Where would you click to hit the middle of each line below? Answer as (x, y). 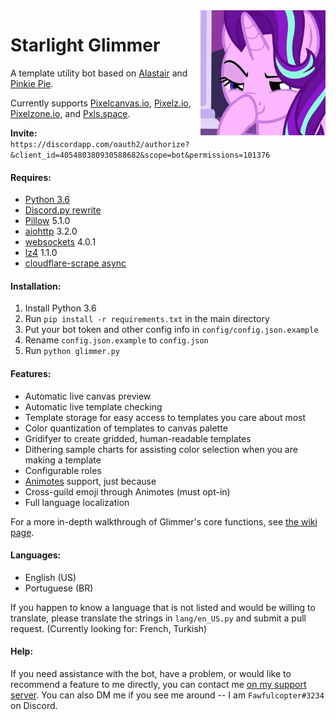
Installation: (36, 286)
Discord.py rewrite (63, 210)
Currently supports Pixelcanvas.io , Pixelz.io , (101, 103)
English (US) (50, 577)
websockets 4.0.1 (60, 242)
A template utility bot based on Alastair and (99, 73)
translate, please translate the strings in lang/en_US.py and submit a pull (158, 618)
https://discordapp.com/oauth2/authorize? (100, 144)
